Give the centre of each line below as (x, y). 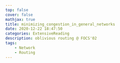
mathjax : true (20, 19)
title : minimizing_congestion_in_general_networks (60, 24)
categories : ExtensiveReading (38, 34)
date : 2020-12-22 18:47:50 (34, 29)
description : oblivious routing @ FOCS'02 (51, 39)
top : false (17, 10)
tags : (11, 43)
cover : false (19, 15)
